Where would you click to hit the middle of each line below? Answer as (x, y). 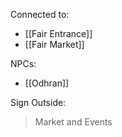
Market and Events (73, 122)
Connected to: (40, 14)
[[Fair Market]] (54, 44)
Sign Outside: (38, 102)
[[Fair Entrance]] (58, 33)
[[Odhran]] (47, 83)
